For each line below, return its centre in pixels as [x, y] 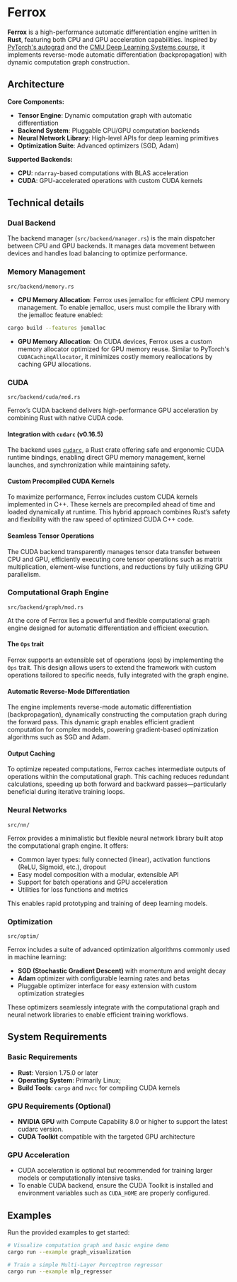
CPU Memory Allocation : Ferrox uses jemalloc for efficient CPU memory [123, 299]
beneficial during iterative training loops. [66, 792]
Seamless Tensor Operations [51, 536]
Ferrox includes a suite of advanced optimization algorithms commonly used [118, 950]
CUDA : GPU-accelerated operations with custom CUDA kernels [110, 180]
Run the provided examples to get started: [69, 1232]
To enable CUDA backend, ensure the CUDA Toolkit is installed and [115, 1186]
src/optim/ [23, 936]
